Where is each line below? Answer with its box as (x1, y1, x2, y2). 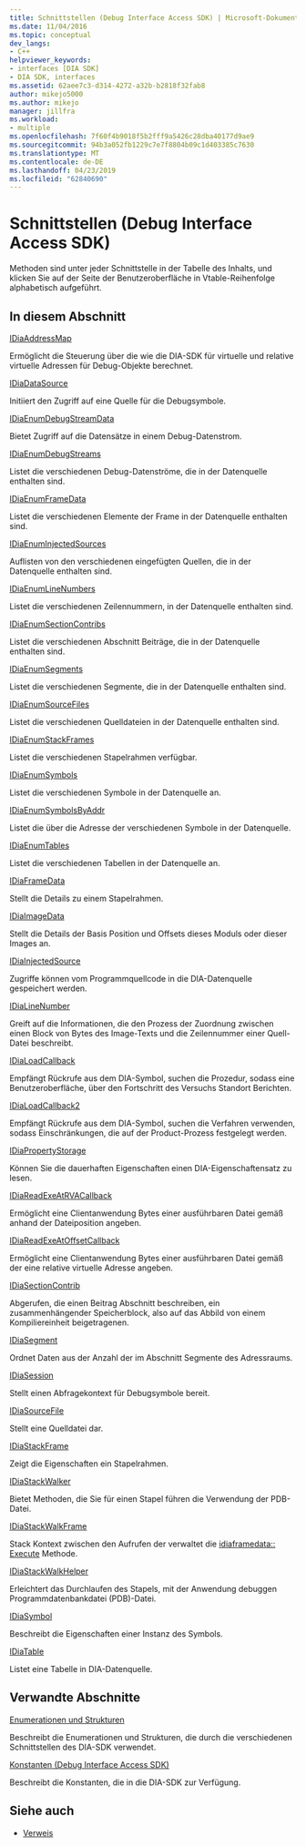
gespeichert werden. (9, 983, 88, 994)
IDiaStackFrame (9, 1441, 69, 1451)
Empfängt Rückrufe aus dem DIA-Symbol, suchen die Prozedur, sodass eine (9, 1073, 295, 1084)
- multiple (9, 124, 51, 133)
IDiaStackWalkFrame (9, 1521, 87, 1531)
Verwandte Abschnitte (9, 1690, 141, 1706)
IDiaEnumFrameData (9, 494, 87, 504)
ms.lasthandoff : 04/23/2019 (9, 166, 117, 175)
